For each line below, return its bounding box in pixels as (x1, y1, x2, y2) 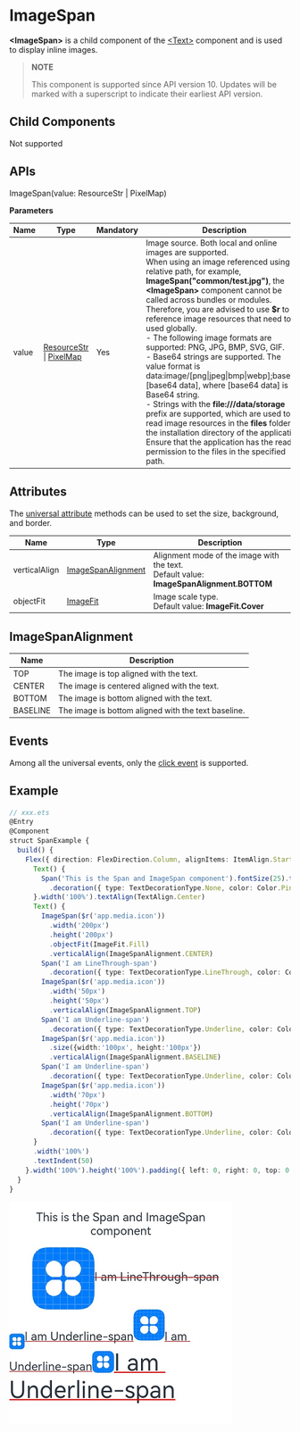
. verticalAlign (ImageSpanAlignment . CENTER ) (48, 949, 214, 958)
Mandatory (96, 225, 138, 236)
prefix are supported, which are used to (146, 408, 291, 420)
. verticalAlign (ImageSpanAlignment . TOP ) (48, 1005, 202, 1014)
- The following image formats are (146, 332, 272, 344)
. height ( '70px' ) (48, 1100, 110, 1109)
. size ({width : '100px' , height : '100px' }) (48, 1044, 202, 1053)
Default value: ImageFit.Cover (153, 600, 265, 612)
